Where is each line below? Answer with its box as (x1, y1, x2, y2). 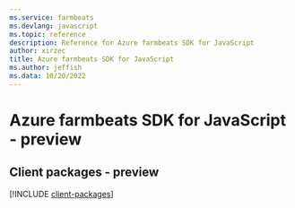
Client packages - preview (9, 165, 160, 180)
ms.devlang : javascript (9, 22, 99, 30)
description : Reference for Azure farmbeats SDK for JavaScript (9, 38, 255, 48)
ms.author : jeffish (9, 64, 82, 73)
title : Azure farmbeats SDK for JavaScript (9, 55, 175, 64)
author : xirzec (9, 47, 66, 56)
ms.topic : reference (9, 30, 87, 39)
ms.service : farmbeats (9, 13, 94, 22)
